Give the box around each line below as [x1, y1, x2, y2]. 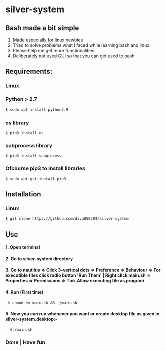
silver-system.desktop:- [5, 316, 58, 322]
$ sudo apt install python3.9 [5, 107, 69, 112]
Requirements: [5, 67, 53, 76]
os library [5, 119, 29, 126]
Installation [5, 190, 41, 198]
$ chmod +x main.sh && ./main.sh [7, 300, 78, 305]
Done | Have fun [5, 339, 46, 346]
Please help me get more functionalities [12, 48, 95, 53]
